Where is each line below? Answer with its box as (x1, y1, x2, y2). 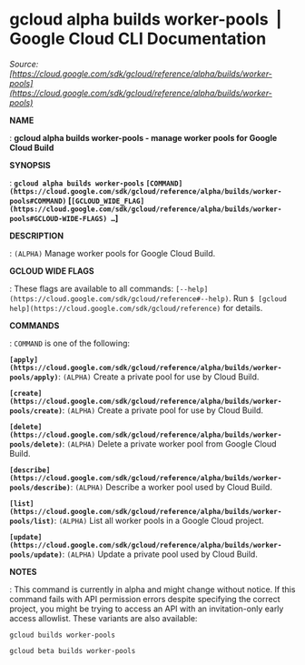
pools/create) (9, 406, 64, 416)
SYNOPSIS (9, 159, 52, 170)
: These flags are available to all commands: (9, 283, 174, 294)
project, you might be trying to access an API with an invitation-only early (9, 603, 284, 614)
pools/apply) (9, 373, 59, 382)
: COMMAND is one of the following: (9, 338, 130, 348)
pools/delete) (9, 439, 64, 449)
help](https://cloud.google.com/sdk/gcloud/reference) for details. (9, 302, 263, 313)
